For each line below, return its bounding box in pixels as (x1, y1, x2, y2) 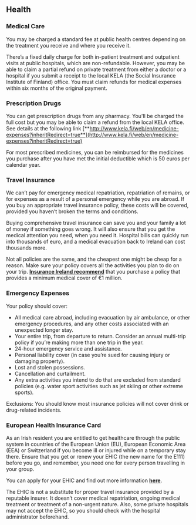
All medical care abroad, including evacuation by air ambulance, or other (14, 314, 191, 321)
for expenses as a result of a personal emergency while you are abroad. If (6, 196, 185, 203)
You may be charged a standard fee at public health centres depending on (6, 35, 186, 43)
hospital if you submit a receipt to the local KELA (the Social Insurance (6, 72, 176, 79)
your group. (6, 465, 35, 472)
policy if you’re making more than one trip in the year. (14, 339, 144, 346)
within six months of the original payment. (6, 85, 107, 92)
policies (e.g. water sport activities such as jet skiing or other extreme (14, 382, 184, 389)
